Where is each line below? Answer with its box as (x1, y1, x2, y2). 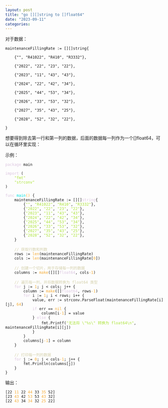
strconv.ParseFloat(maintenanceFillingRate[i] (64, 297, 164, 303)
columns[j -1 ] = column (23, 338, 71, 343)
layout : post (5, 7, 33, 13)
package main (5, 162, 33, 167)
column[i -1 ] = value (41, 311, 85, 316)
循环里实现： (14, 141, 41, 147)
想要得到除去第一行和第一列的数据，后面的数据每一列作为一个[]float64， (5, 135, 156, 141)
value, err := (32, 297, 62, 303)
